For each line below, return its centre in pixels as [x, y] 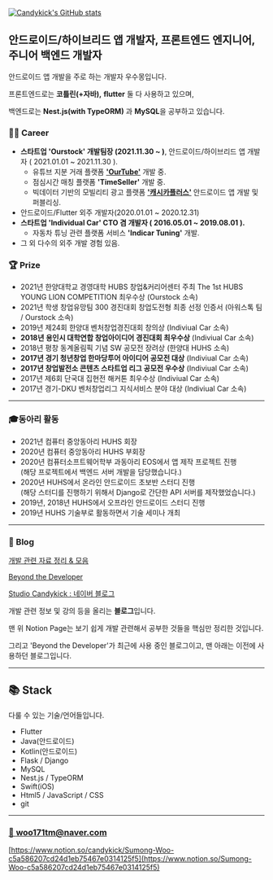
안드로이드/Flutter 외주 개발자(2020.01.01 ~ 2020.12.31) [110, 212]
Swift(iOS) [37, 786]
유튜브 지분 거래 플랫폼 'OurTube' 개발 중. [99, 172]
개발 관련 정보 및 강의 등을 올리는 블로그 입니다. [82, 611]
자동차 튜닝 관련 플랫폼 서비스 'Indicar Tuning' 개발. [116, 233]
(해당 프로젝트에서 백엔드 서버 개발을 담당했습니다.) [101, 471]
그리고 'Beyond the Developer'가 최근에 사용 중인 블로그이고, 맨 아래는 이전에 [132, 646]
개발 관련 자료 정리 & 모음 [49, 560]
